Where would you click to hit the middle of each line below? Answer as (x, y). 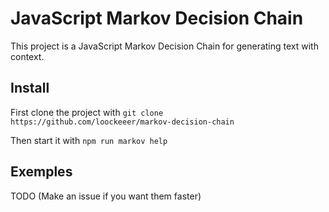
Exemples (41, 172)
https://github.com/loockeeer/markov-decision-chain (122, 122)
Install (30, 88)
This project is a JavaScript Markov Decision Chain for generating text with (164, 46)
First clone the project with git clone (87, 112)
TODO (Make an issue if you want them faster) (106, 196)
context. (27, 56)
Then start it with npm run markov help (89, 140)
